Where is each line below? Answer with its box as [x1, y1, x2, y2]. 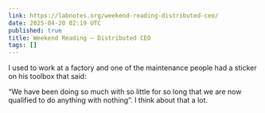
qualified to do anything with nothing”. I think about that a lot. [8, 95, 208, 105]
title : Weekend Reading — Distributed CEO [8, 33, 151, 42]
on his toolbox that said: [8, 72, 87, 81]
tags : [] [8, 41, 37, 49]
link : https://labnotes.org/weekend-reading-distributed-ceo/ [8, 11, 219, 20]
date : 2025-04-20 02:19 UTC [8, 19, 102, 27]
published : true [8, 26, 62, 34]
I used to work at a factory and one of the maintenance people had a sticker [8, 63, 257, 72]
